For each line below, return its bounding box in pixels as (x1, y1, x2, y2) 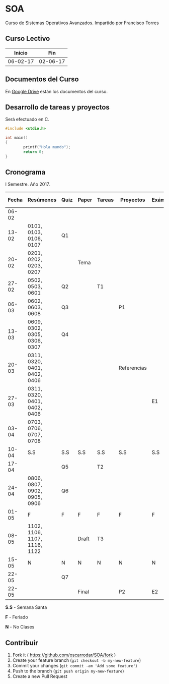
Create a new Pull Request (12, 673, 68, 679)
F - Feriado (5, 614, 29, 620)
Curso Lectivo (5, 34, 50, 43)
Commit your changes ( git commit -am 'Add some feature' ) (12, 663, 137, 669)
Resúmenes (27, 196, 57, 203)
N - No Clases (5, 624, 35, 630)
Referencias (118, 364, 147, 371)
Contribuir (5, 639, 39, 647)
